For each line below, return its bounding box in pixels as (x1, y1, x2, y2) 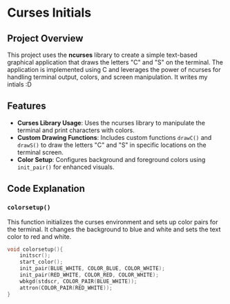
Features (7, 100, 46, 112)
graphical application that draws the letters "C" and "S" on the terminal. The (7, 58, 223, 66)
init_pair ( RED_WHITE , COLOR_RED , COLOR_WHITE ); (19, 271, 159, 278)
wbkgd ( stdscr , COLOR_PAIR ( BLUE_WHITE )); (19, 278, 137, 285)
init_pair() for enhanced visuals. (17, 163, 115, 171)
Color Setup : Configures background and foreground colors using (17, 155, 206, 163)
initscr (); (19, 252, 51, 259)
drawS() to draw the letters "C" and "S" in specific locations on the (17, 141, 207, 149)
